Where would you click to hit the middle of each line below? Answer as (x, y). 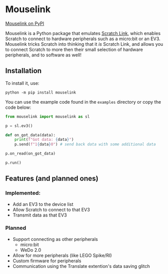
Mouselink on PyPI (25, 23)
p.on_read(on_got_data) (31, 154)
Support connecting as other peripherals (55, 239)
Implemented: (23, 193)
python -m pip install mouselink (41, 93)
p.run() (13, 163)
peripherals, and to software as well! (43, 55)
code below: (18, 107)
